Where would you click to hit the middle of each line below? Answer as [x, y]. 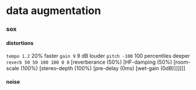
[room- [182, 62]
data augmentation [54, 11]
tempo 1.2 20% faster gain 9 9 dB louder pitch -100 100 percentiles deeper [98, 56]
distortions [20, 43]
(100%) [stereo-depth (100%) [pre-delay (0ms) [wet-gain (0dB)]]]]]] [103, 68]
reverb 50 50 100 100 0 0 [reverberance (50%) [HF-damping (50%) [89, 62]
